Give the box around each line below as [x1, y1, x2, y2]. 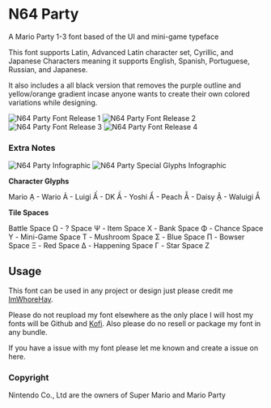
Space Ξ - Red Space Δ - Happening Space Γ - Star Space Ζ [8, 241, 210, 251]
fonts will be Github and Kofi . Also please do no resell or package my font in [8, 319, 261, 329]
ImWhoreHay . [8, 294, 54, 304]
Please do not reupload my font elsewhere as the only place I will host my [8, 310, 253, 320]
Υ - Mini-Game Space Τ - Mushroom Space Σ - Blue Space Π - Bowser [8, 232, 245, 242]
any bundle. [8, 328, 49, 337]
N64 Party [8, 5, 79, 24]
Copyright [8, 371, 49, 383]
